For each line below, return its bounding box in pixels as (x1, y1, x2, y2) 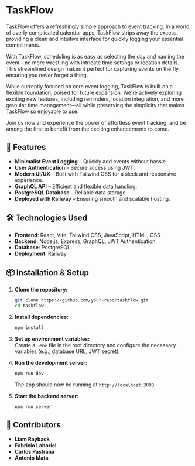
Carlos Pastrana (14, 448, 55, 455)
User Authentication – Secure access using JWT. (14, 164, 135, 171)
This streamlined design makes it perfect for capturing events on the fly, (6, 65, 180, 72)
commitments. (6, 42, 41, 49)
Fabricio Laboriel (14, 441, 57, 448)
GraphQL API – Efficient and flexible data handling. (14, 183, 138, 190)
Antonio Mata (14, 454, 49, 461)
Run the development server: (14, 359, 88, 366)
